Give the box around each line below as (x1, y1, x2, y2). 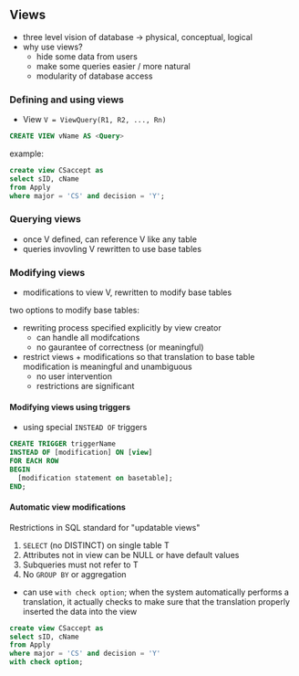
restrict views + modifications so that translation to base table (22, 352, 255, 363)
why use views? (22, 41, 84, 52)
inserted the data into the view (22, 606, 138, 617)
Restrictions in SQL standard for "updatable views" (9, 522, 201, 533)
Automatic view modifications (9, 502, 126, 512)
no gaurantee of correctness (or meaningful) (36, 342, 204, 353)
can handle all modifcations (36, 333, 140, 343)
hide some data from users (36, 50, 139, 62)
